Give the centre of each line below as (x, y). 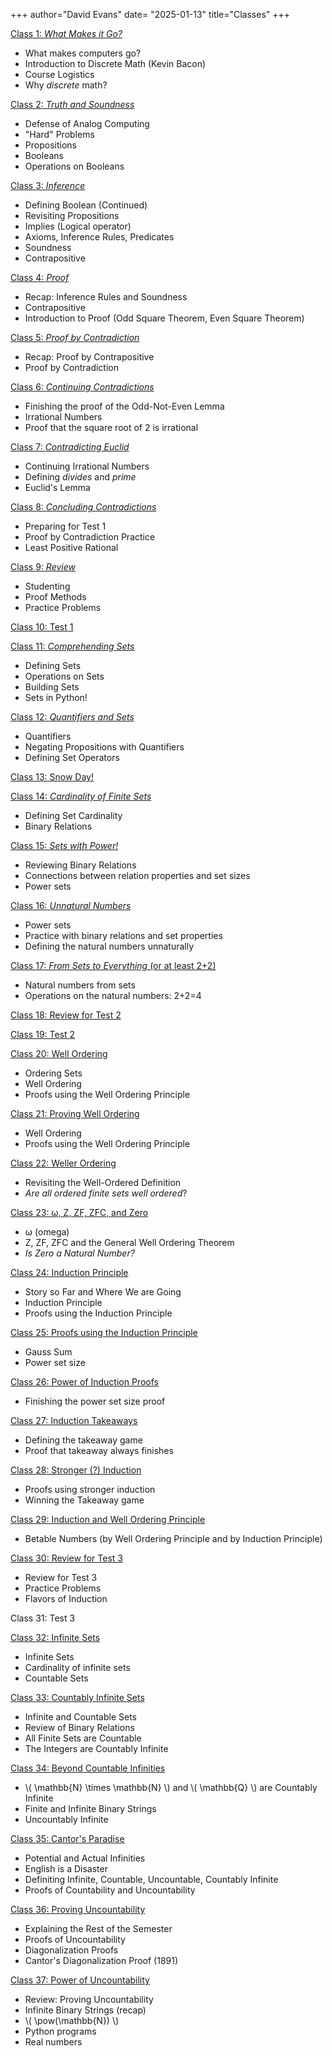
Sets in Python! (56, 697)
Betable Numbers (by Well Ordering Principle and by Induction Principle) (173, 1538)
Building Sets (52, 687)
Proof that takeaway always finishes (99, 1450)
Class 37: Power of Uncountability (80, 1980)
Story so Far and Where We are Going (103, 1292)
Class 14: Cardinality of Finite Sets (81, 796)
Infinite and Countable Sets (80, 1717)
